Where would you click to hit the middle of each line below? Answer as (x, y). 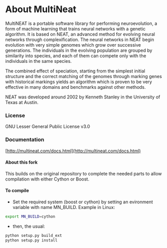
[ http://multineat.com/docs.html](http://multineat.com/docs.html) (73, 151)
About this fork (22, 162)
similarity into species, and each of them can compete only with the (76, 56)
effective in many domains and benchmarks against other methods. (75, 87)
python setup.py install (31, 240)
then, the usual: (29, 226)
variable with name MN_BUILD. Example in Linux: (64, 207)
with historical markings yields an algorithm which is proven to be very (79, 82)
